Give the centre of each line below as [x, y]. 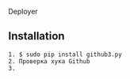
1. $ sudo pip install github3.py [65, 55]
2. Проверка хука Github [49, 61]
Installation [36, 36]
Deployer [23, 11]
